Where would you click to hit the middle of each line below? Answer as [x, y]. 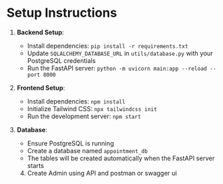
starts [35, 165]
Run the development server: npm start [84, 116]
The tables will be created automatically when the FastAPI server [121, 158]
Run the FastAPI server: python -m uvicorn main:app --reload [117, 68]
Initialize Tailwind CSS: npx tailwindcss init [92, 108]
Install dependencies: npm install [76, 101]
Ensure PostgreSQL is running [70, 143]
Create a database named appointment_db [87, 150]
